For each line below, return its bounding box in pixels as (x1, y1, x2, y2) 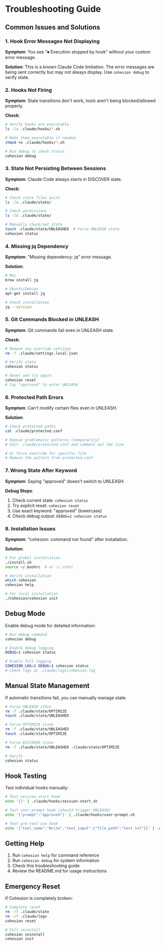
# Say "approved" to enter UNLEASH (5, 382, 78, 387)
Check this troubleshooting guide (12, 863, 80, 869)
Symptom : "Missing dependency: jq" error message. (5, 254, 112, 260)
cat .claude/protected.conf (5, 428, 63, 433)
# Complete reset (5, 905, 41, 910)
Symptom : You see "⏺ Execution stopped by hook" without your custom (5, 49, 151, 55)
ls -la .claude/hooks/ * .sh (5, 127, 60, 132)
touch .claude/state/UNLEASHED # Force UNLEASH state (5, 227, 120, 232)
